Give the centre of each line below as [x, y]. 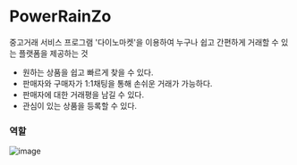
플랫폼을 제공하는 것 [53, 53]
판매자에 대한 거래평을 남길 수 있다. [83, 95]
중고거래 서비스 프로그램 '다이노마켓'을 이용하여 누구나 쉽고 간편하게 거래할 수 [144, 42]
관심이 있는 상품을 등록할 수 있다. [79, 105]
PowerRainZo [60, 16]
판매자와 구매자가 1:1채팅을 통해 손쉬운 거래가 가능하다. [117, 83]
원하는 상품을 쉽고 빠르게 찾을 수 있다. [88, 72]
